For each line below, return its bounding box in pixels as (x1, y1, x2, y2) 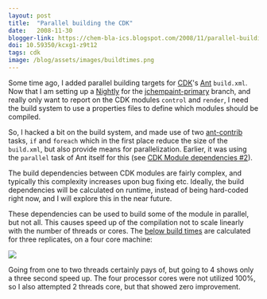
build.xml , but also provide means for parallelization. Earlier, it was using (8, 144, 247, 154)
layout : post (8, 11, 52, 20)
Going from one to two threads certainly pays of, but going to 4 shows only (8, 265, 254, 274)
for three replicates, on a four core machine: (8, 234, 153, 244)
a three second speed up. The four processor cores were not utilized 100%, (8, 273, 256, 283)
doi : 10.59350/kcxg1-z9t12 (8, 41, 98, 49)
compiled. (8, 112, 41, 121)
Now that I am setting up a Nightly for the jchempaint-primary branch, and (8, 86, 251, 96)
